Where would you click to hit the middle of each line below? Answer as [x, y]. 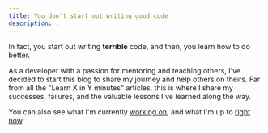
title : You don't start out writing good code [88, 16]
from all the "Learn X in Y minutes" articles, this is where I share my [121, 87]
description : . [34, 23]
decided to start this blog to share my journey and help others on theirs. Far [134, 79]
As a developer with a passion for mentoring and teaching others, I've [125, 70]
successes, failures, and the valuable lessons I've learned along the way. [130, 96]
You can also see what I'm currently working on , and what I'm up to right [130, 112]
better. [19, 55]
